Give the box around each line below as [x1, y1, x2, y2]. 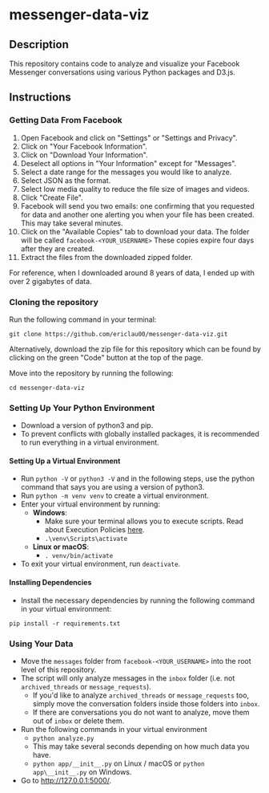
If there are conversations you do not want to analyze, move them [32, 707, 250, 717]
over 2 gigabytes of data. [9, 276, 92, 286]
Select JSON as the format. [20, 175, 111, 185]
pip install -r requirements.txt [9, 620, 121, 628]
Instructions [9, 91, 71, 104]
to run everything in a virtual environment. [20, 437, 159, 447]
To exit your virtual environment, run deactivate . [20, 559, 181, 569]
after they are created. [20, 243, 95, 254]
